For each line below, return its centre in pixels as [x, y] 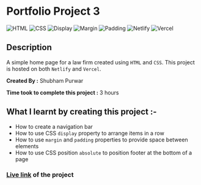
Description [29, 47]
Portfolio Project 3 [53, 11]
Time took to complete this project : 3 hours [63, 92]
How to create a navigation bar [54, 126]
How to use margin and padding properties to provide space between [101, 140]
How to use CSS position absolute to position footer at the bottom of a [104, 153]
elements [27, 146]
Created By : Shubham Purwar [45, 80]
